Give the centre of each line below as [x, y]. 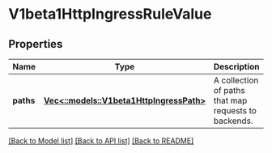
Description [236, 67]
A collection [236, 80]
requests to [235, 110]
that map [230, 100]
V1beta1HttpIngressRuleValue [110, 14]
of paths [229, 90]
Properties [36, 44]
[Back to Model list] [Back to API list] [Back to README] [101, 141]
